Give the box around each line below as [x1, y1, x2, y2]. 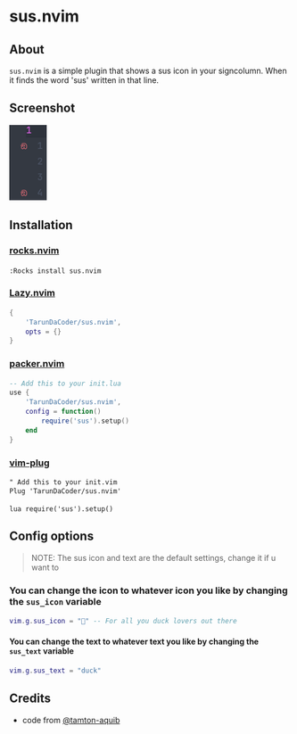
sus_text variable [9, 645, 74, 656]
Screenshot [9, 101, 76, 116]
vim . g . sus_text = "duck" [9, 666, 102, 675]
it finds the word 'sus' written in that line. [9, 75, 159, 86]
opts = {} [25, 327, 62, 336]
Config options [9, 529, 95, 544]
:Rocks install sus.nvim [9, 266, 102, 276]
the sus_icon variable [9, 595, 103, 607]
